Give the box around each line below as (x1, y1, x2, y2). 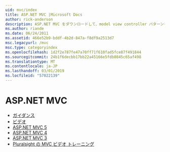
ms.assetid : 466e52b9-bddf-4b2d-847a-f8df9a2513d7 (5, 36, 114, 41)
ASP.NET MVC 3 (12, 135, 47, 141)
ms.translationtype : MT (5, 59, 56, 64)
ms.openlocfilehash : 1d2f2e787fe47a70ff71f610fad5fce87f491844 (5, 49, 142, 55)
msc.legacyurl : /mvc (5, 40, 49, 45)
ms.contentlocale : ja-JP (5, 64, 58, 69)
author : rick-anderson (5, 17, 53, 22)
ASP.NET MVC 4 (12, 129, 47, 135)
